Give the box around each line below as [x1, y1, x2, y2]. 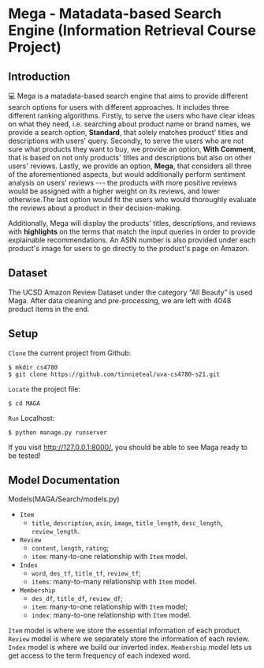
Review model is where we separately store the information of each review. [8, 634, 250, 644]
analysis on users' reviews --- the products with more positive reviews [8, 178, 238, 187]
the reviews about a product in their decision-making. [8, 203, 182, 212]
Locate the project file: [8, 384, 81, 393]
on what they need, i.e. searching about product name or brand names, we [8, 119, 251, 129]
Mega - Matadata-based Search [8, 5, 222, 23]
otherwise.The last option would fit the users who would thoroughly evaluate [8, 195, 257, 204]
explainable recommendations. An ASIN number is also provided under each [8, 235, 256, 245]
